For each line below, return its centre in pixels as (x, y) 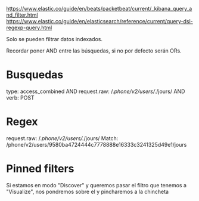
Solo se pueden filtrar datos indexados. (55, 39)
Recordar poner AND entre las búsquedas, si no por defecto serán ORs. (94, 51)
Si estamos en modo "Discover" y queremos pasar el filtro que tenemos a (96, 185)
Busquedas (35, 75)
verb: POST (20, 97)
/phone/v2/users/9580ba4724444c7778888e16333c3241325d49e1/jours (97, 144)
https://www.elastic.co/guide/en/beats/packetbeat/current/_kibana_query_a (99, 9)
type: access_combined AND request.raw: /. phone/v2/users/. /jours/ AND (96, 91)
